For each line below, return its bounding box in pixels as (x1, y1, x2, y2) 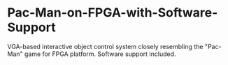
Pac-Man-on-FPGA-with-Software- (7, 5, 218, 21)
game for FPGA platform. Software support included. (24, 50, 176, 58)
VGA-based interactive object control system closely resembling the (7, 42, 204, 50)
